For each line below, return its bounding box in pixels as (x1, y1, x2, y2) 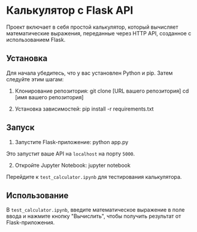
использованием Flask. (6, 36, 66, 43)
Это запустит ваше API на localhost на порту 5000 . (6, 150, 135, 157)
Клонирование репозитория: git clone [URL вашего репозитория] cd (14, 87, 189, 94)
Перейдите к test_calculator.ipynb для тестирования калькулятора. (6, 173, 182, 180)
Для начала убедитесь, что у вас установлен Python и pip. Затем (6, 69, 173, 77)
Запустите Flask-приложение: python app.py (14, 138, 129, 145)
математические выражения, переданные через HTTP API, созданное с (6, 29, 192, 36)
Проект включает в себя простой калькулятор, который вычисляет (6, 23, 178, 30)
